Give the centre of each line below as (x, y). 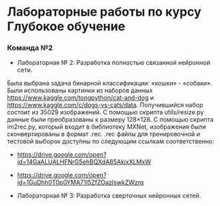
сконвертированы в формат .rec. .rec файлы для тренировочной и (104, 134)
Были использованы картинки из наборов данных (80, 90)
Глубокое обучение (66, 26)
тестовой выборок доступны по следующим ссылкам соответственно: (111, 142)
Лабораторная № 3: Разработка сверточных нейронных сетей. (109, 196)
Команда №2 (30, 48)
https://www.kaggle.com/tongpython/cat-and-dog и (81, 98)
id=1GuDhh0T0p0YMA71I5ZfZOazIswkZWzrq (80, 183)
